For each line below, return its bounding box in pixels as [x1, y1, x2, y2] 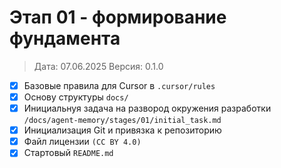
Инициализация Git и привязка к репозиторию [23, 124, 222, 136]
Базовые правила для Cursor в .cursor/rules [23, 79, 216, 91]
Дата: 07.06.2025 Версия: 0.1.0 [33, 60, 164, 72]
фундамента [9, 27, 121, 50]
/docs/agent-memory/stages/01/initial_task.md [23, 116, 222, 126]
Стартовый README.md [23, 147, 114, 159]
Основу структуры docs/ [23, 91, 129, 103]
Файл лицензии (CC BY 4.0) [23, 136, 142, 148]
